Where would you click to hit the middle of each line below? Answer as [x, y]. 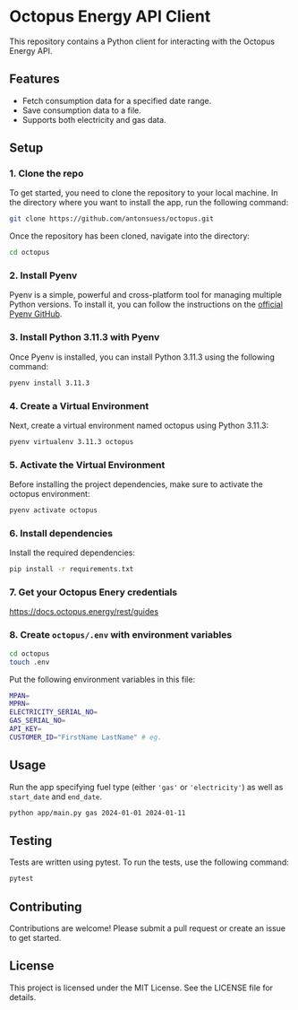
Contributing [46, 906]
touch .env [30, 662]
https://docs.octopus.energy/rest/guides [84, 612]
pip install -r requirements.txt [72, 570]
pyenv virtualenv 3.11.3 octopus [72, 441]
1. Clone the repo [47, 174]
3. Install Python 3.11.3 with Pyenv [85, 337]
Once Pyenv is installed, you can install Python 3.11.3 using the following [142, 357]
